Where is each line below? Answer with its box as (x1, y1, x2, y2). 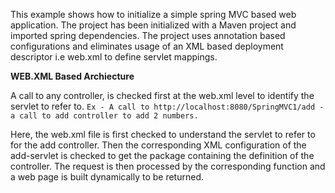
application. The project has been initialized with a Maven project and (10, 19, 297, 31)
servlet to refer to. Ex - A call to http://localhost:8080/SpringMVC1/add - (10, 100, 325, 112)
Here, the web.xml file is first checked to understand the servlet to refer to (10, 129, 316, 140)
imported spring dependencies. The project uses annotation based (10, 30, 286, 41)
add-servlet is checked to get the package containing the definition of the (10, 150, 315, 161)
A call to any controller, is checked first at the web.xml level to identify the (10, 90, 315, 101)
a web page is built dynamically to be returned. (10, 171, 204, 183)
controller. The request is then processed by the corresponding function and (10, 160, 326, 172)
